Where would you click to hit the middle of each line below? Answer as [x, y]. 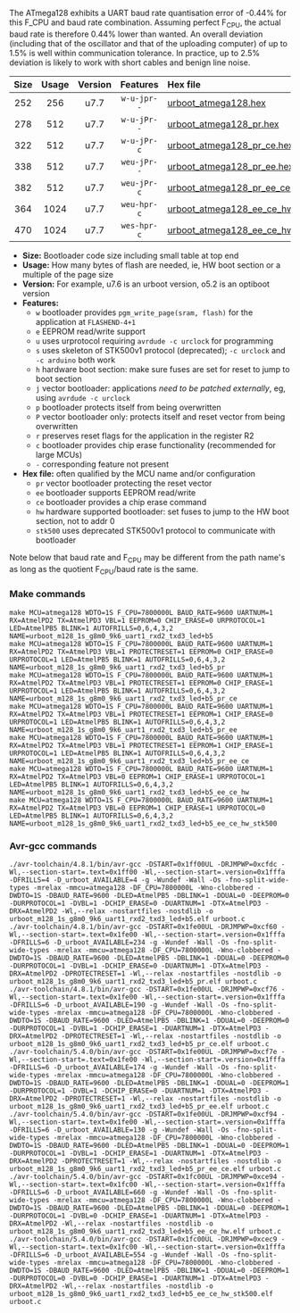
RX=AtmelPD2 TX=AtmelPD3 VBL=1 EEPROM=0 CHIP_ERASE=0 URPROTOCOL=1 [137, 620]
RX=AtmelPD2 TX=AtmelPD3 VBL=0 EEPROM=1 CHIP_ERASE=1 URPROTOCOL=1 [137, 777]
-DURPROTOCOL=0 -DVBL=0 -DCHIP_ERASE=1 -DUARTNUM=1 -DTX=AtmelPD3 [135, 1278]
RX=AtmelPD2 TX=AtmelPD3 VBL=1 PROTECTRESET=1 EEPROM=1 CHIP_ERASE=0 [142, 714]
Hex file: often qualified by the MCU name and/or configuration [139, 473]
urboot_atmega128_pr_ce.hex [230, 145]
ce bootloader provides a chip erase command [121, 502]
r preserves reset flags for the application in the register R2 [145, 436]
